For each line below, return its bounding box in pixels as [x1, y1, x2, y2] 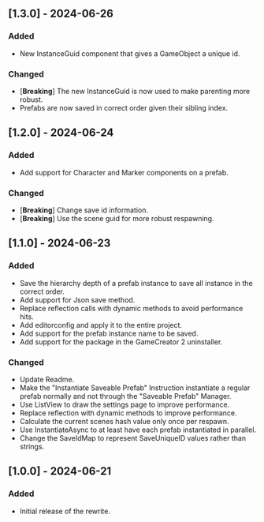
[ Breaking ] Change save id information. [19, 205, 148, 215]
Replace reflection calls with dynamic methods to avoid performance [19, 303, 244, 313]
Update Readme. [19, 374, 75, 384]
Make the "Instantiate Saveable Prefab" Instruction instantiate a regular [19, 383, 251, 392]
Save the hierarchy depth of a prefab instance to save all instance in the [19, 278, 254, 287]
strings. [19, 441, 45, 451]
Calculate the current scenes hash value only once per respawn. [19, 416, 230, 426]
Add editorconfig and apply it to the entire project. [19, 320, 183, 329]
